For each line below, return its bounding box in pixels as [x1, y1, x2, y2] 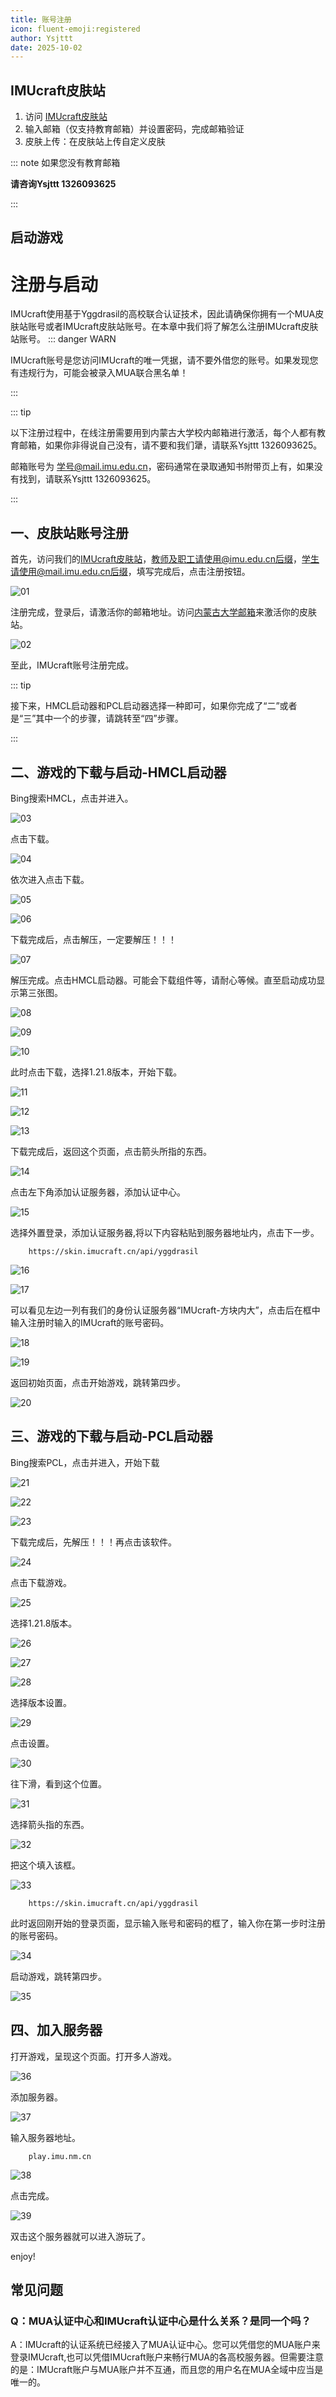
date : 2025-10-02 [10, 42, 83, 53]
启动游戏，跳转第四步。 [10, 1970, 107, 1982]
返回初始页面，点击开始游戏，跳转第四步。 [10, 1377, 186, 1389]
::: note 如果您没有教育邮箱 [10, 157, 121, 169]
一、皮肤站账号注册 [10, 524, 129, 541]
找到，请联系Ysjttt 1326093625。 [18, 473, 157, 485]
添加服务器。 [10, 2091, 63, 2103]
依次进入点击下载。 [10, 874, 90, 886]
